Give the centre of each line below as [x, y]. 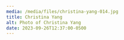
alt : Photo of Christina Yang [44, 22]
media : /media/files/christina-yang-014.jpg [62, 11]
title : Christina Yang [34, 17]
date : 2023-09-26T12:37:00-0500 [46, 28]
